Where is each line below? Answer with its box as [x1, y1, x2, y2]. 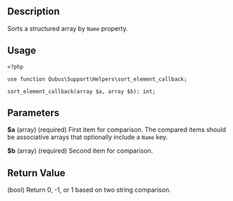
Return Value [7, 167, 65, 179]
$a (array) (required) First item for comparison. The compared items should [7, 126, 227, 134]
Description [7, 6, 60, 18]
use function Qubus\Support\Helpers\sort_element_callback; [7, 75, 188, 83]
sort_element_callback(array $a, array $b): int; [7, 88, 156, 95]
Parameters [7, 107, 60, 119]
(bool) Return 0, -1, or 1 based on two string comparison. [7, 186, 171, 194]
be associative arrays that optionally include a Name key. [7, 133, 168, 141]
